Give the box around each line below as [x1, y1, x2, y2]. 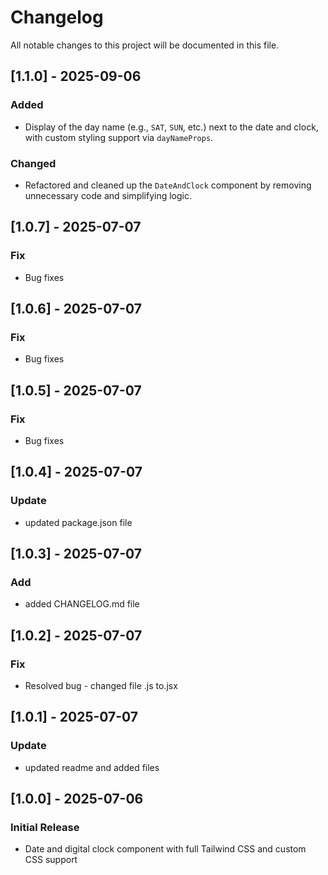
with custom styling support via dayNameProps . [24, 131, 214, 143]
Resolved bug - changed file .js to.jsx [24, 680, 178, 692]
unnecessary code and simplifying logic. [24, 189, 193, 201]
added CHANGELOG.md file [24, 598, 140, 610]
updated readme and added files [24, 761, 160, 773]
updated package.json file [24, 516, 133, 528]
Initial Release [10, 821, 80, 835]
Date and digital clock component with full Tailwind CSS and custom [24, 843, 307, 855]
